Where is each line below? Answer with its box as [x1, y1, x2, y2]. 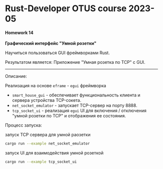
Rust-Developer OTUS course [5, 3, 127, 14]
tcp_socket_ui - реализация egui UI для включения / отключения [12, 108, 147, 113]
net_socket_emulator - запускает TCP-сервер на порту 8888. [12, 103, 137, 109]
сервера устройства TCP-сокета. [12, 97, 81, 103]
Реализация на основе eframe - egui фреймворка [5, 83, 107, 89]
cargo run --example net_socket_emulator [5, 141, 90, 146]
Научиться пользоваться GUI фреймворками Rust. [5, 50, 110, 56]
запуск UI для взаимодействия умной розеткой [5, 150, 104, 156]
